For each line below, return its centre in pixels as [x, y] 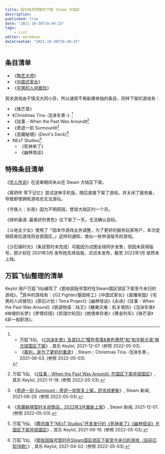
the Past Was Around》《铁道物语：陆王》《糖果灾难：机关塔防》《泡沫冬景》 [80, 307]
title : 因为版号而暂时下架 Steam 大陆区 [42, 10]
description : [18, 14]
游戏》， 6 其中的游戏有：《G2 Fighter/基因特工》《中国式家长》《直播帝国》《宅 [81, 294]
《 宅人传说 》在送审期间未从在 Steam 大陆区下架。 [56, 182]
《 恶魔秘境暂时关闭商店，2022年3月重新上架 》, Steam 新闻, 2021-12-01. [85, 407]
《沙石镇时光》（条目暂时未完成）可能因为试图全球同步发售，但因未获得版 [79, 247]
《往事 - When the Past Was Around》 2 [51, 121]
